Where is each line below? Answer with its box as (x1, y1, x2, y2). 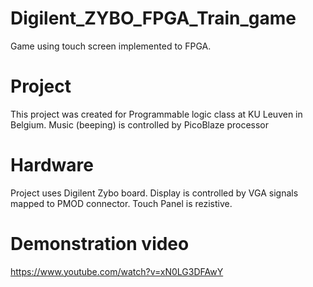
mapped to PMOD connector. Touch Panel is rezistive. (10, 197, 233, 209)
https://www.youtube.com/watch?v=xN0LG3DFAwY (10, 265, 224, 277)
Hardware (10, 154, 94, 177)
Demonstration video (10, 233, 190, 255)
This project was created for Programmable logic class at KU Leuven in (10, 108, 303, 120)
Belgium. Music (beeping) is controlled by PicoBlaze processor (10, 118, 270, 131)
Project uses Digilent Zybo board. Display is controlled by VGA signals (10, 187, 299, 199)
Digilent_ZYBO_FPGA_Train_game (10, 7, 297, 30)
